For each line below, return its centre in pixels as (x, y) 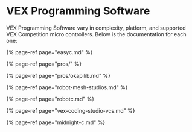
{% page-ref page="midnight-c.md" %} (56, 122)
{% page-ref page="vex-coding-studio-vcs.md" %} (71, 110)
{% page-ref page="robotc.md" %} (50, 99)
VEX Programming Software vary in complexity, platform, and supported (96, 28)
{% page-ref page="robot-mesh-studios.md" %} (67, 87)
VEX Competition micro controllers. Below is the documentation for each (96, 34)
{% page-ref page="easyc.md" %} (50, 52)
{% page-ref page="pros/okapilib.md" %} (58, 75)
